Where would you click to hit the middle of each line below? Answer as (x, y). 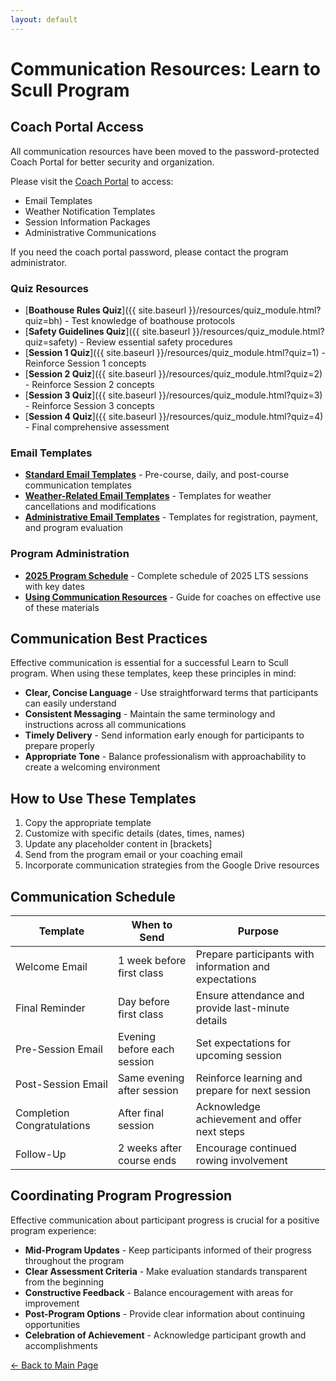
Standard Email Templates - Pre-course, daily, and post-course (157, 475)
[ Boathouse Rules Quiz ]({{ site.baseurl (105, 310)
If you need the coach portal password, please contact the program (149, 252)
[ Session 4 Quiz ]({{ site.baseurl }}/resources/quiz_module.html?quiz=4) (174, 416)
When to (152, 924)
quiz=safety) (51, 342)
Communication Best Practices (109, 638)
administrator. (39, 262)
